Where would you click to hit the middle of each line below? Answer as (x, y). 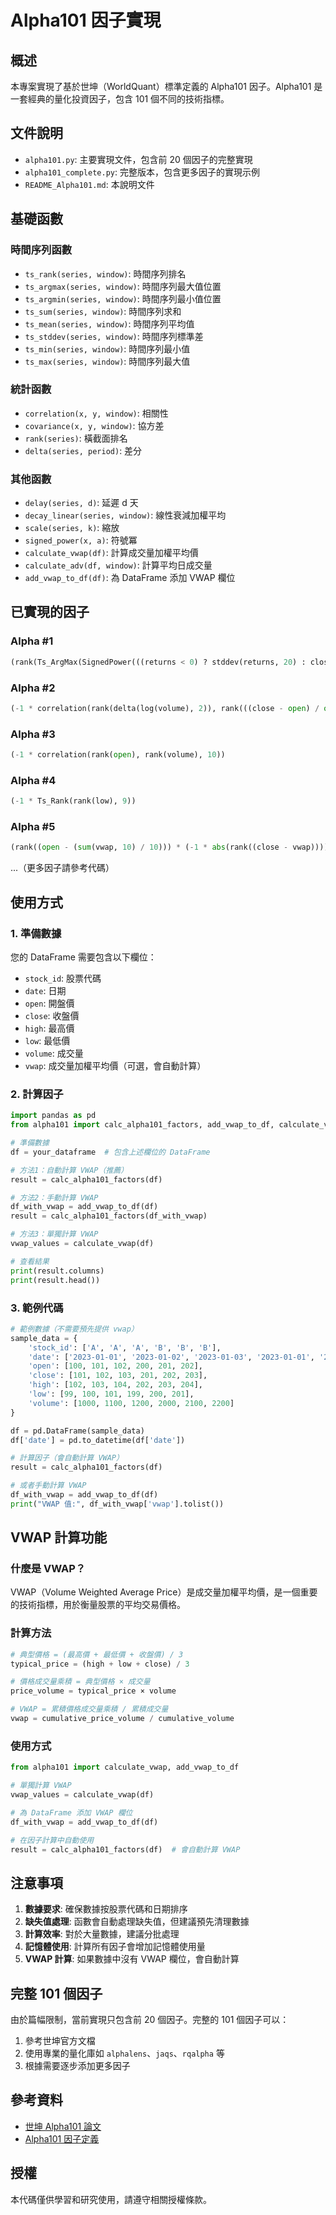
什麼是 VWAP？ (48, 1569)
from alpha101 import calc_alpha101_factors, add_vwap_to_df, (142, 1125)
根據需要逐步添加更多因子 (77, 2066)
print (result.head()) (55, 1280)
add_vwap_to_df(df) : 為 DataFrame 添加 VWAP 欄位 (130, 578)
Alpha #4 (33, 780)
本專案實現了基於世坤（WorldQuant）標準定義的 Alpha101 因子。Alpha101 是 (166, 86)
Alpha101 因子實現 (86, 20)
